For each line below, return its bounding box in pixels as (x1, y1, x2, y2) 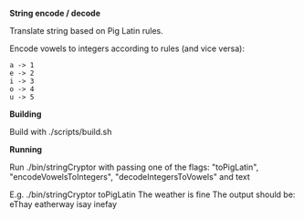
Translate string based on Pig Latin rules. (9, 26, 163, 36)
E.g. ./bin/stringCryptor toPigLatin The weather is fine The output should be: (9, 189, 296, 200)
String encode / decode (9, 8, 100, 18)
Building (9, 109, 42, 120)
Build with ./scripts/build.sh (9, 127, 112, 137)
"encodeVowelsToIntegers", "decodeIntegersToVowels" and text (9, 172, 251, 182)
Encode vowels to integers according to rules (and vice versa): (9, 43, 245, 54)
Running (9, 144, 43, 154)
